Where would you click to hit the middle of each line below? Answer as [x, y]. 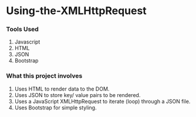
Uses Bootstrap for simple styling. [55, 108]
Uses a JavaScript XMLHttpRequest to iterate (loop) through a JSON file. [102, 101]
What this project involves [44, 76]
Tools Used [23, 29]
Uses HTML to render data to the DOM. [62, 89]
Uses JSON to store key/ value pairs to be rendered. [77, 95]
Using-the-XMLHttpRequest [76, 11]
